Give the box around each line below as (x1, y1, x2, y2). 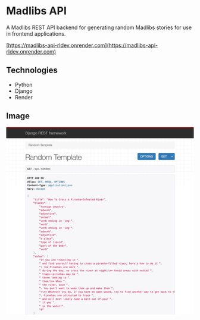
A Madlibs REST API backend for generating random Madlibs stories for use (6, 24, 192, 31)
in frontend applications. (6, 30, 66, 37)
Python (14, 81, 33, 88)
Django (14, 87, 33, 95)
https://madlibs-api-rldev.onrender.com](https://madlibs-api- (8, 42, 158, 49)
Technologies (6, 65, 58, 76)
